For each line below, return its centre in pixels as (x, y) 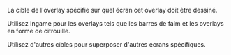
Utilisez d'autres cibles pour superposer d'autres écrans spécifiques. (106, 44)
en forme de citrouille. (39, 31)
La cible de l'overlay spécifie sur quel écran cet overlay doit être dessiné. (112, 10)
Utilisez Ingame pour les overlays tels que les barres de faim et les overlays (116, 23)
